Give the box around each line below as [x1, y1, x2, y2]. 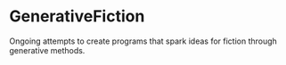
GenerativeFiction [9, 6, 145, 27]
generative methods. [9, 45, 86, 55]
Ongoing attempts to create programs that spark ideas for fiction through [9, 36, 278, 46]
